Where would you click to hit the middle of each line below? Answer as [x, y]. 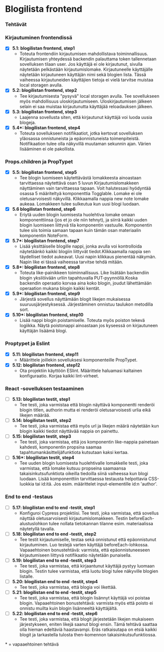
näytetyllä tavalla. [37, 529]
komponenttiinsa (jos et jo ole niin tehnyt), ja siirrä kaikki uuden [83, 220]
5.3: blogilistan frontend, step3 [44, 112]
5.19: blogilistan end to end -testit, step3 [54, 560]
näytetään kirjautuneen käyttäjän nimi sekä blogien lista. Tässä [83, 75]
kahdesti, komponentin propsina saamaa [60, 447]
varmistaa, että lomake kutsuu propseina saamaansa [73, 468]
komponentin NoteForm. [44, 236]
